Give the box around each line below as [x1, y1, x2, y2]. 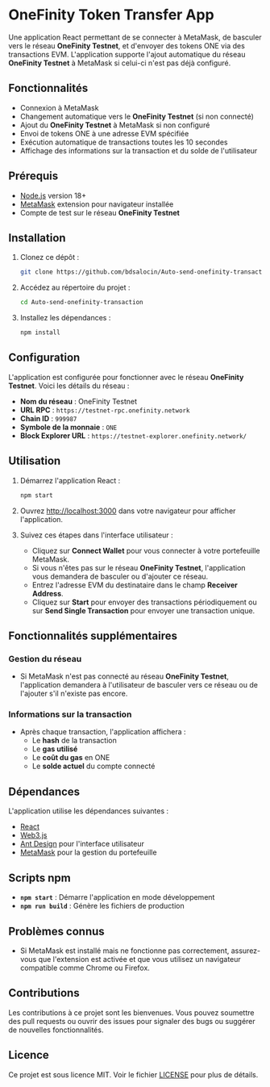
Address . [31, 588, 64, 598]
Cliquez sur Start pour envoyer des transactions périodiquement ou [31, 597, 257, 607]
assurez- [231, 946, 261, 955]
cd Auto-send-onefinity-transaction [19, 299, 143, 307]
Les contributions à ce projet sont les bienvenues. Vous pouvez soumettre [8, 1007, 255, 1018]
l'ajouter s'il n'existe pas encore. [19, 688, 128, 699]
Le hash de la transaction [31, 736, 117, 746]
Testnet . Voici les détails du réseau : [8, 381, 130, 391]
